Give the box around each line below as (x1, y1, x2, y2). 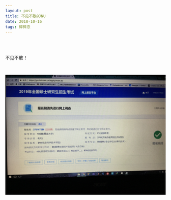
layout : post (5, 8, 33, 13)
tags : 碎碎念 (5, 24, 31, 29)
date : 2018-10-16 (5, 19, 42, 24)
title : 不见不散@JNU (5, 13, 46, 19)
